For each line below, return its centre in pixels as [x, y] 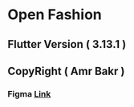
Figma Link [29, 93]
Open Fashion [55, 15]
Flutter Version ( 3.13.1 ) [67, 44]
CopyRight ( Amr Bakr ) [66, 71]
